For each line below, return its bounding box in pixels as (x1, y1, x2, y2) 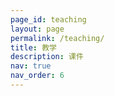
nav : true (10, 61, 52, 71)
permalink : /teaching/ (10, 33, 105, 43)
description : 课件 (10, 52, 84, 62)
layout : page (10, 24, 65, 34)
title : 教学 (10, 42, 57, 53)
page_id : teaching (10, 14, 87, 25)
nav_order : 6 (10, 71, 65, 81)
